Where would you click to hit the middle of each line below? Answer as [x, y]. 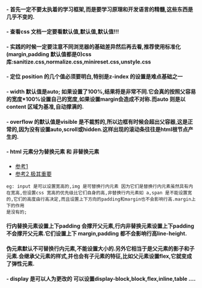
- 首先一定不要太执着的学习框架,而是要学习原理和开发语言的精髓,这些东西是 [100, 9]
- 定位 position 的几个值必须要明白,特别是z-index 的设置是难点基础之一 [94, 77]
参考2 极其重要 [33, 174]
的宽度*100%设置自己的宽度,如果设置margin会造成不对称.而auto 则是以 [96, 99]
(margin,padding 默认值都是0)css [49, 54]
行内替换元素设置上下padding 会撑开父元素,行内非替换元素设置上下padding [100, 226]
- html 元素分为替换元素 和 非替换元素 [53, 152]
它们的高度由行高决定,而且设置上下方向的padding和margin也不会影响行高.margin [103, 199]
